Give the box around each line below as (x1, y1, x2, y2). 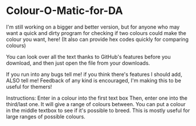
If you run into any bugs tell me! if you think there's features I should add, (6, 71, 183, 78)
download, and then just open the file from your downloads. (6, 60, 150, 66)
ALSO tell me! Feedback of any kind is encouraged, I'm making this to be (6, 77, 181, 84)
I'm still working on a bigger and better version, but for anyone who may (6, 23, 180, 30)
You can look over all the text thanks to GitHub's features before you (6, 53, 171, 60)
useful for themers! (6, 83, 53, 90)
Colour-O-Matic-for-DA (6, 4, 123, 17)
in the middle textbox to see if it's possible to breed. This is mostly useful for (6, 107, 190, 114)
